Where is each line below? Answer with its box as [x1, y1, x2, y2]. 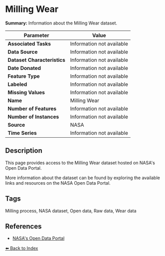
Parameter [23, 31, 49, 38]
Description [5, 146, 42, 155]
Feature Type [7, 72, 40, 79]
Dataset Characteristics [7, 56, 66, 63]
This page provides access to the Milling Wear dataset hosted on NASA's [5, 160, 156, 166]
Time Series [7, 129, 37, 136]
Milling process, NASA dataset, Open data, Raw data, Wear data [5, 208, 137, 214]
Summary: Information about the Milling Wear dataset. [5, 20, 118, 26]
